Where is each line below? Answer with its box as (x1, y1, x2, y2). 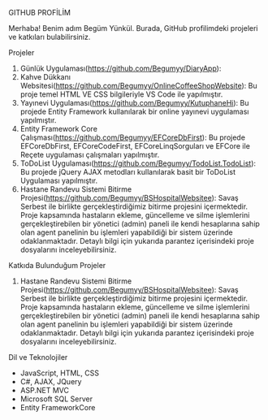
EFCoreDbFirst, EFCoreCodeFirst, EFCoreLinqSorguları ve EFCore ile (19, 141, 250, 150)
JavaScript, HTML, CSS (19, 368, 100, 378)
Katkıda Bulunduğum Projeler (8, 261, 106, 270)
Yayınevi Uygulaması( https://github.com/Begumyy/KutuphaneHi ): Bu (19, 98, 249, 107)
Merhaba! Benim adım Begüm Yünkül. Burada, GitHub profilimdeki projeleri (8, 24, 258, 32)
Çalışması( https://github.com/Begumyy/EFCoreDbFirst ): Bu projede (19, 132, 246, 142)
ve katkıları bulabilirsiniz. (8, 32, 91, 41)
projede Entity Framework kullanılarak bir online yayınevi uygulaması (19, 106, 249, 116)
